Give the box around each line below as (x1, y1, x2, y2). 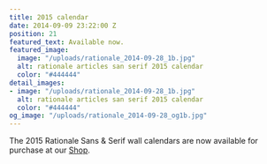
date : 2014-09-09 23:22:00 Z (9, 21, 117, 30)
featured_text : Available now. (9, 37, 125, 47)
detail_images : (9, 78, 65, 87)
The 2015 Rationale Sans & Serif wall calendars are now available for (9, 136, 259, 146)
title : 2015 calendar (9, 12, 89, 22)
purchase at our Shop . (9, 145, 91, 155)
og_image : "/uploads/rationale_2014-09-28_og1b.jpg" (9, 111, 208, 120)
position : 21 (9, 29, 57, 38)
